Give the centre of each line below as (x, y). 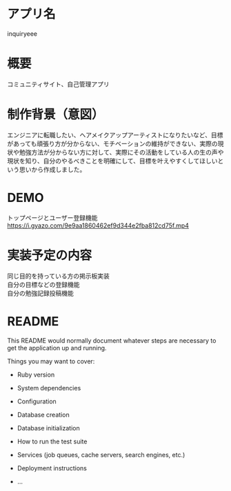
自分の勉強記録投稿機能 (40, 293)
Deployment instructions (52, 468)
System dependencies (49, 388)
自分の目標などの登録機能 (43, 284)
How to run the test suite (52, 441)
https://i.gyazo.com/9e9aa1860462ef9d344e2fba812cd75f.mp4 (98, 226)
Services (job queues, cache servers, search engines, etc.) (101, 454)
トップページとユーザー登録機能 (52, 217)
